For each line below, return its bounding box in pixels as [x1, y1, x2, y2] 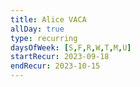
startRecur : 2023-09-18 [10, 52, 110, 62]
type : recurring [10, 33, 78, 43]
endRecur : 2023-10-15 [10, 61, 101, 71]
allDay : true [10, 24, 65, 34]
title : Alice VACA [10, 14, 87, 25]
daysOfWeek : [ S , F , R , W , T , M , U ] [10, 42, 132, 53]
